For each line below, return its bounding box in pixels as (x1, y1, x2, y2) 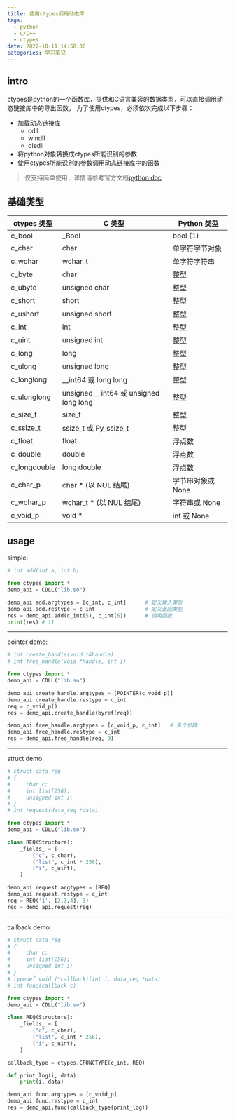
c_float (10, 436, 34, 445)
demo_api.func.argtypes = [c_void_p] (7, 1091, 117, 1098)
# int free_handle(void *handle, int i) (7, 658, 127, 665)
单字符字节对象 (172, 243, 222, 253)
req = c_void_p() (7, 703, 58, 710)
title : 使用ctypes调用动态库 (7, 10, 85, 18)
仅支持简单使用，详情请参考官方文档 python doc (24, 173, 162, 182)
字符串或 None (172, 497, 221, 507)
